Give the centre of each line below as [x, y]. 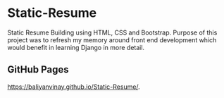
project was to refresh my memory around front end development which [112, 39]
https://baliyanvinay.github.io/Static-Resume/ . [74, 87]
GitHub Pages [38, 69]
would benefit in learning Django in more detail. [76, 47]
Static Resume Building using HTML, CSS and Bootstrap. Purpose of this [112, 32]
